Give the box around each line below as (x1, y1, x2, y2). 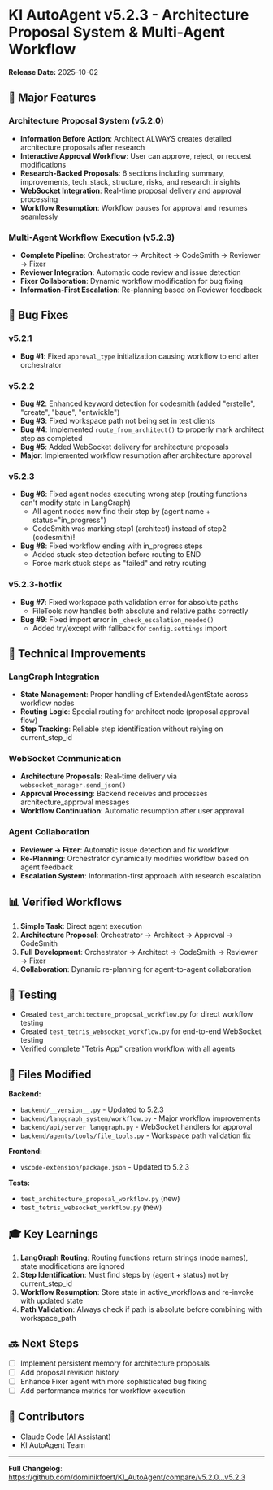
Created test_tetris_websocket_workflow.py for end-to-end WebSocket (19, 1026, 262, 1036)
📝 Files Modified (8, 1067, 92, 1081)
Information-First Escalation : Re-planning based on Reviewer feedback (19, 285, 262, 294)
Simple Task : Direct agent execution (19, 921, 143, 930)
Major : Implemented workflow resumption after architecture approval (19, 450, 252, 460)
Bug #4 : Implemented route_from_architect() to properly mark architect (19, 425, 265, 434)
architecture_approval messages (19, 797, 130, 807)
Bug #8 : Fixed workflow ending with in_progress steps (19, 541, 203, 551)
